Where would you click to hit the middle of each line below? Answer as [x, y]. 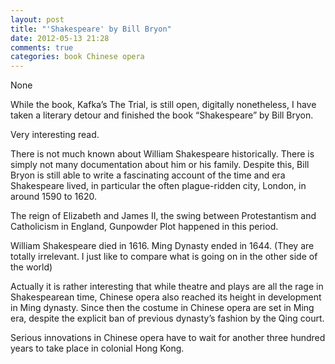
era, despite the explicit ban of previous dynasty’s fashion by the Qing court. [167, 318]
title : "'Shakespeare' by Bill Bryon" [91, 29]
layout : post [37, 19]
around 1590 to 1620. [54, 197]
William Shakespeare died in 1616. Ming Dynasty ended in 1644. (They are [162, 246]
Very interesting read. [55, 135]
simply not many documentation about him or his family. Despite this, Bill [160, 165]
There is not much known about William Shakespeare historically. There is [162, 154]
